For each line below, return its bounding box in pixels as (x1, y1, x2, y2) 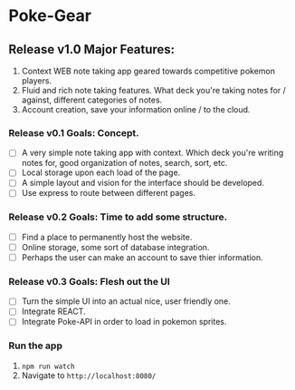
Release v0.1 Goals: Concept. (8, 126, 139, 139)
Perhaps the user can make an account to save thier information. (21, 251, 263, 263)
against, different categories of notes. (21, 94, 163, 105)
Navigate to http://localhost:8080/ (21, 369, 157, 381)
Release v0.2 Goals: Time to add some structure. (8, 210, 228, 223)
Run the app (8, 339, 62, 352)
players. (21, 75, 52, 86)
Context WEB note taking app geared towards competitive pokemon (21, 65, 276, 76)
